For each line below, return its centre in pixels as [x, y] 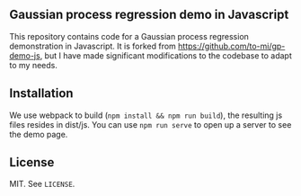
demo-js [25, 55]
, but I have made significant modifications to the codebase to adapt [166, 55]
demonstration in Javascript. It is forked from [93, 46]
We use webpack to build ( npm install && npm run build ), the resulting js [146, 115]
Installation [41, 94]
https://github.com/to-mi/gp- [232, 46]
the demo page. [39, 134]
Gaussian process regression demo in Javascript [149, 15]
